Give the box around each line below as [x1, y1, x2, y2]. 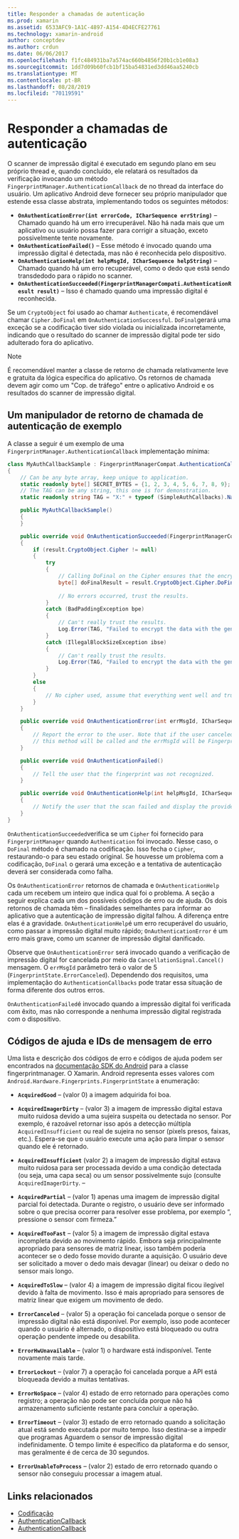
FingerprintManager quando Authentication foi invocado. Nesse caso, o [7, 836, 218, 845]
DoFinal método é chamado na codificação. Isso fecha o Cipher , [7, 844, 196, 853]
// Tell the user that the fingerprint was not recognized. [33, 770, 215, 777]
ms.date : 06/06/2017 [7, 51, 69, 58]
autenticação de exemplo [7, 420, 122, 432]
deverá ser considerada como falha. [7, 867, 114, 876]
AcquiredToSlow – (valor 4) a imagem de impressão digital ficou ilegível [17, 1280, 225, 1290]
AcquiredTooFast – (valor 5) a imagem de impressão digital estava [17, 1229, 210, 1238]
